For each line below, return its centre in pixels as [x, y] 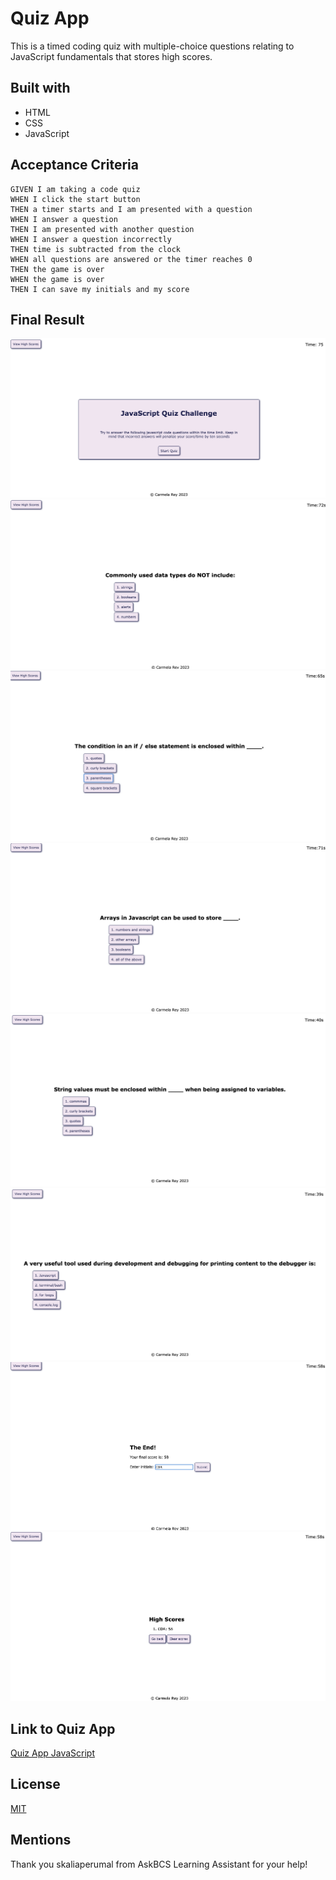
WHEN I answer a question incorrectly [91, 239]
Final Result [47, 319]
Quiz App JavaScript [53, 1753]
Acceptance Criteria [74, 165]
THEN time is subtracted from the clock [96, 249]
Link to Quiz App [63, 1728]
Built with [40, 88]
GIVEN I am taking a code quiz [75, 189]
